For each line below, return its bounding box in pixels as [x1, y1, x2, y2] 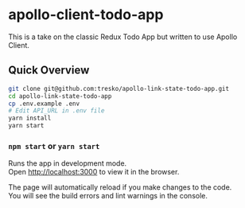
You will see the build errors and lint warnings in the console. [8, 191, 208, 201]
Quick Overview [8, 64, 90, 77]
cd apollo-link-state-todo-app [8, 92, 112, 100]
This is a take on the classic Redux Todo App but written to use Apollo [8, 32, 238, 41]
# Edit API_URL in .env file [8, 107, 105, 115]
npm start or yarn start [8, 140, 100, 151]
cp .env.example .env [8, 100, 80, 108]
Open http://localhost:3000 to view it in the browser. [8, 167, 180, 177]
